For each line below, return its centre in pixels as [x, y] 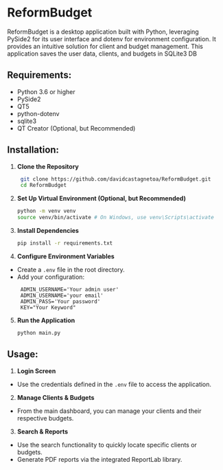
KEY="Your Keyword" [48, 307]
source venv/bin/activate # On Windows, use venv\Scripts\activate [115, 218]
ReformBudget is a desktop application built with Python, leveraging [103, 32]
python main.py [39, 333]
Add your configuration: [50, 277]
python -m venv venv [46, 211]
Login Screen [36, 371]
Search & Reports [43, 432]
